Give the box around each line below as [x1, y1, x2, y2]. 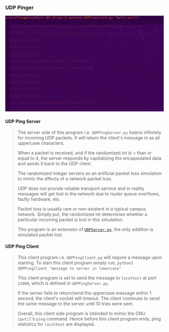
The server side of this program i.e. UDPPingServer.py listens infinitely [17, 129, 161, 136]
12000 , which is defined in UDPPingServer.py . [17, 280, 110, 286]
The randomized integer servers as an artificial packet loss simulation [17, 170, 162, 176]
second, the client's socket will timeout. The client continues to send [17, 295, 160, 301]
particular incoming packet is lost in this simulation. [17, 217, 124, 223]
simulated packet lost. [17, 232, 63, 238]
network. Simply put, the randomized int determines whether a [17, 211, 147, 218]
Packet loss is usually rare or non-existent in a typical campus [17, 206, 146, 212]
